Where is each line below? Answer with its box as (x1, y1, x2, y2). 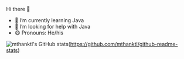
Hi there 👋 (6, 6, 30, 12)
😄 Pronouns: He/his (14, 29, 63, 36)
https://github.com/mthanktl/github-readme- (70, 41, 178, 47)
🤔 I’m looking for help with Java (14, 23, 91, 30)
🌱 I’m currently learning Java (14, 17, 84, 23)
